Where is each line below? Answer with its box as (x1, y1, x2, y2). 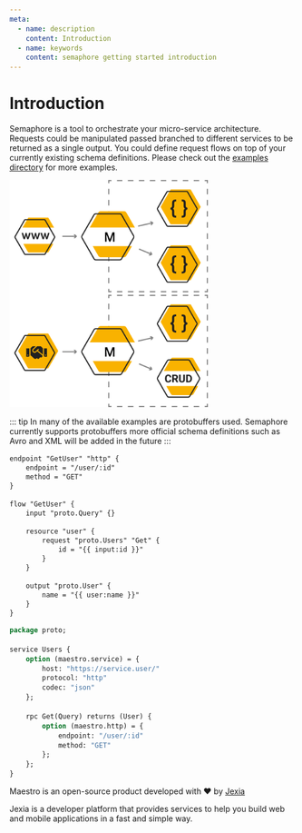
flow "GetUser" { (9, 500, 75, 509)
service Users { (9, 645, 71, 654)
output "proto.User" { (25, 581, 112, 590)
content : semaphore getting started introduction (25, 53, 218, 63)
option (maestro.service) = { (25, 654, 141, 663)
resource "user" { (25, 527, 95, 536)
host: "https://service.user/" (42, 664, 161, 673)
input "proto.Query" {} (25, 509, 116, 518)
